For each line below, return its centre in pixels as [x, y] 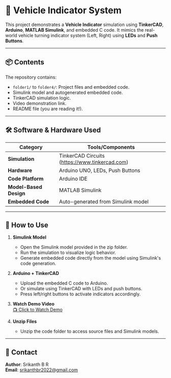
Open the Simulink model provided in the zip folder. [74, 247]
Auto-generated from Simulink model [104, 201]
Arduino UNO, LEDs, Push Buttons [100, 170]
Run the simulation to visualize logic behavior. [68, 253]
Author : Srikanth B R [27, 365]
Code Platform [26, 179]
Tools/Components [111, 147]
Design [17, 193]
